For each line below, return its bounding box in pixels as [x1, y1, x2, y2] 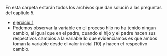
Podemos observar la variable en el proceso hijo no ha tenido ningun [12, 25, 156, 31]
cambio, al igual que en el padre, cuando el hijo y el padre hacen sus [12, 30, 156, 36]
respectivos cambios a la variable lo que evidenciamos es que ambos [12, 35, 158, 41]
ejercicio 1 [12, 20, 34, 25]
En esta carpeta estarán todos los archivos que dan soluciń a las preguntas [5, 5, 162, 10]
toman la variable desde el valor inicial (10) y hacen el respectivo [12, 41, 148, 47]
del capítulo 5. [5, 10, 35, 16]
